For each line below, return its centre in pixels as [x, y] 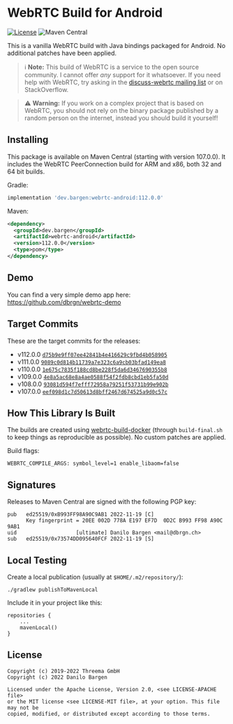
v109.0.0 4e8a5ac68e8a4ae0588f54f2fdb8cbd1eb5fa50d [93, 376]
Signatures [32, 485]
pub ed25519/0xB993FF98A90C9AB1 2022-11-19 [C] [81, 515]
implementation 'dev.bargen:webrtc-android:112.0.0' [85, 198]
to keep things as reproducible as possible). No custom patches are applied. [117, 438]
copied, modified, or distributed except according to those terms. [109, 714]
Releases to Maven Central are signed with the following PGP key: [102, 502]
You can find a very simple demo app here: [69, 295]
